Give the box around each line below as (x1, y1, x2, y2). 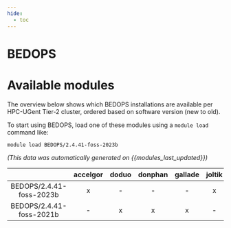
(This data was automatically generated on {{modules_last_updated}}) (7, 153, 208, 161)
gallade (174, 170, 199, 179)
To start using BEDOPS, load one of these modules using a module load (7, 121, 209, 129)
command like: (7, 128, 49, 136)
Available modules (7, 77, 115, 93)
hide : (7, 10, 23, 17)
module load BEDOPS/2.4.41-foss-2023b (7, 141, 118, 148)
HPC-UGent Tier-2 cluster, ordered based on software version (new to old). (7, 107, 221, 115)
